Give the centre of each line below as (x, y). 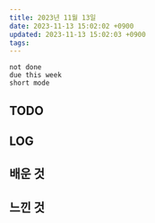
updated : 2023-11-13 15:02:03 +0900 (77, 34)
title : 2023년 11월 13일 (53, 18)
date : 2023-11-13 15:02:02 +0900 (72, 26)
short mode (30, 83)
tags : (19, 43)
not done (26, 67)
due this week (36, 76)
